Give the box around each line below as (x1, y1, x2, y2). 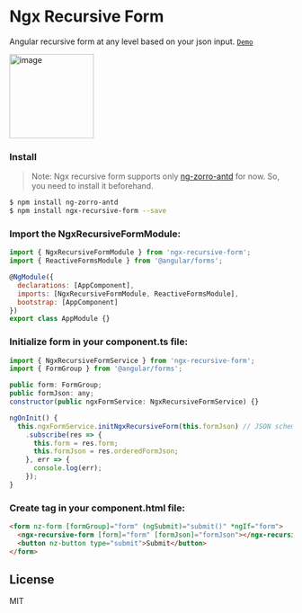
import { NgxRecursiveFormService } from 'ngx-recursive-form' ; (9, 356, 255, 365)
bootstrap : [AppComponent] (17, 298, 119, 306)
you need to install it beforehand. (31, 181, 155, 191)
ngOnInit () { (9, 413, 58, 422)
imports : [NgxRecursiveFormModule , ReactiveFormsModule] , (17, 289, 240, 298)
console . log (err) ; (32, 464, 102, 473)
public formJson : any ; (9, 389, 94, 398)
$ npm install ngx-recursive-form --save (9, 207, 167, 216)
